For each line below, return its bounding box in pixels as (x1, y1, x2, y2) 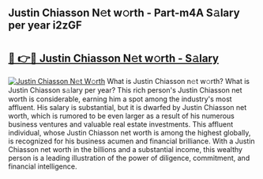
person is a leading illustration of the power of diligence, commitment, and (8, 154, 250, 162)
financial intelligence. (8, 162, 77, 171)
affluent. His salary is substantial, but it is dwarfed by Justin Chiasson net (8, 103, 247, 112)
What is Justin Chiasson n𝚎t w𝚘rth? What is (106, 77, 250, 86)
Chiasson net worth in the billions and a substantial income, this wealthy (8, 145, 243, 154)
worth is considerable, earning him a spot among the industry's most (8, 94, 232, 104)
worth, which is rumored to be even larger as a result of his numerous (8, 111, 235, 120)
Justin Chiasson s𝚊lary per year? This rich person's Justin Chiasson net (8, 86, 242, 94)
